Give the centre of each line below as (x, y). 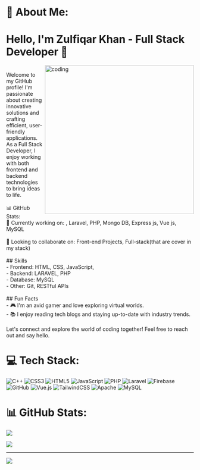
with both (18, 164)
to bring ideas (23, 189)
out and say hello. (28, 336)
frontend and (22, 170)
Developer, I (21, 151)
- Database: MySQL (30, 280)
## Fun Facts (22, 299)
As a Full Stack (24, 145)
